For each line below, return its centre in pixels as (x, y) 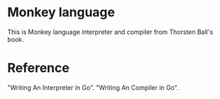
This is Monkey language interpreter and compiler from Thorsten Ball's (110, 32)
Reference (38, 68)
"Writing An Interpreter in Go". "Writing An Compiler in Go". (93, 87)
